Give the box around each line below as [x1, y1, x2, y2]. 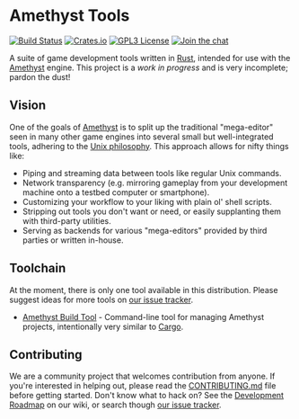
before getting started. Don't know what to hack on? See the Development [9, 390, 285, 401]
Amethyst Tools [9, 5, 130, 26]
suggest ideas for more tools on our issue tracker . [9, 294, 194, 305]
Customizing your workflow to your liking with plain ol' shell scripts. [22, 196, 272, 207]
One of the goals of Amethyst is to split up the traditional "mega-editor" [9, 121, 274, 132]
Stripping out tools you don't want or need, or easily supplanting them [22, 206, 281, 217]
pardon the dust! [9, 71, 71, 82]
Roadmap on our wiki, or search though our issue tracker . [9, 399, 222, 410]
